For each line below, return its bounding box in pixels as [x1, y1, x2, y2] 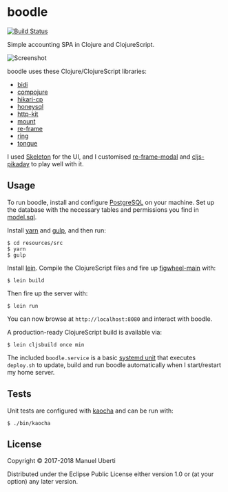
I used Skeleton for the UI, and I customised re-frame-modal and [7, 152, 191, 161]
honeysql [17, 102, 43, 110]
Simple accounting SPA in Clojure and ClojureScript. [7, 40, 155, 48]
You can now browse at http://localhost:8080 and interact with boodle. [7, 315, 213, 323]
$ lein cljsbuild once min [7, 341, 85, 348]
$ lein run [7, 302, 39, 309]
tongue [17, 139, 38, 147]
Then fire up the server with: [7, 289, 88, 297]
